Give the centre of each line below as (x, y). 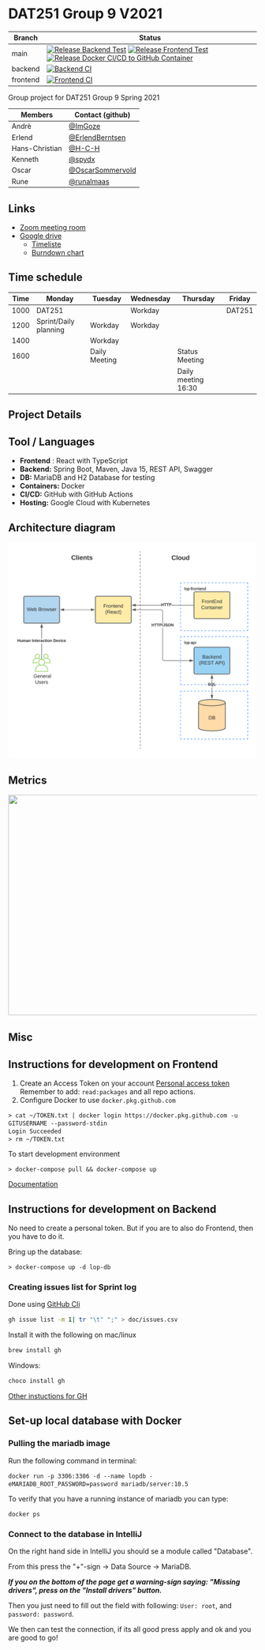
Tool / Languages (52, 442)
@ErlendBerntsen (97, 137)
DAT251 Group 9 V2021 (86, 14)
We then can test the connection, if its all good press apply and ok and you (130, 1629)
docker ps (24, 1514)
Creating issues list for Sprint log (72, 1287)
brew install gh (35, 1350)
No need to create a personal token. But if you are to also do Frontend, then (131, 1228)
